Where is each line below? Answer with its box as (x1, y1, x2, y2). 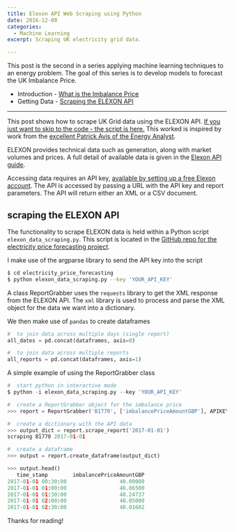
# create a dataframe (7, 446, 73, 453)
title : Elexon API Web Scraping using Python (7, 10, 141, 17)
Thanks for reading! (7, 517, 64, 525)
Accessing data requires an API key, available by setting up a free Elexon (7, 174, 216, 182)
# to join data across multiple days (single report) (7, 330, 170, 337)
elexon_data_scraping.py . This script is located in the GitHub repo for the (7, 235, 217, 243)
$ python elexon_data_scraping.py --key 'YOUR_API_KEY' (7, 276, 173, 283)
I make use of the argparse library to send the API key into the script (7, 256, 203, 264)
